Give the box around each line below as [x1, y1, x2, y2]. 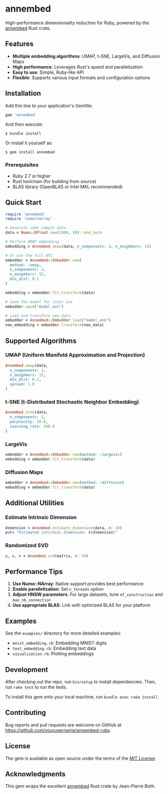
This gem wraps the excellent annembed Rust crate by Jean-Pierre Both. [5, 783, 155, 789]
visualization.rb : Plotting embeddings [12, 651, 94, 657]
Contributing [5, 708, 46, 717]
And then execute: [5, 122, 43, 128]
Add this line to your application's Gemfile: [5, 102, 93, 108]
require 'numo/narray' [5, 216, 53, 221]
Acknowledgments [5, 770, 66, 778]
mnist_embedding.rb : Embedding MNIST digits [12, 640, 107, 646]
